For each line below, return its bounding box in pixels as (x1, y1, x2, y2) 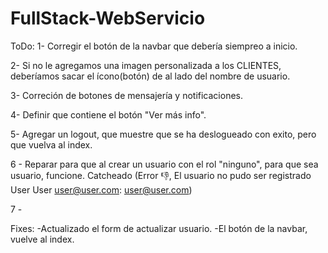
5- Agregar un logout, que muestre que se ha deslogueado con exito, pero (10, 128, 317, 140)
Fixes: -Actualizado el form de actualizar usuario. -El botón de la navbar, (10, 222, 308, 234)
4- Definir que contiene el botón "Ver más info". (10, 108, 207, 121)
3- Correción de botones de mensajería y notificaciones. (10, 89, 243, 101)
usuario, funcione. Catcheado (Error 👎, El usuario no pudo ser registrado (10, 169, 312, 181)
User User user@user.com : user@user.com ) (10, 183, 193, 196)
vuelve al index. (10, 233, 75, 245)
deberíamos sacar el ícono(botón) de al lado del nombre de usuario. (10, 70, 291, 82)
